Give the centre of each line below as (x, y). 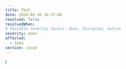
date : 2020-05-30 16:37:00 (34, 15)
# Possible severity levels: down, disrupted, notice (63, 29)
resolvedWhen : (20, 24)
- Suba (17, 43)
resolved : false (22, 19)
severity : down (21, 33)
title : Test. (19, 10)
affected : (16, 39)
